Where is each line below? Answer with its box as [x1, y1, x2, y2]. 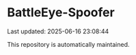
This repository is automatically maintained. [7, 40, 130, 48]
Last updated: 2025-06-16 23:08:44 [7, 27, 109, 35]
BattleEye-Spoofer [7, 5, 115, 20]
